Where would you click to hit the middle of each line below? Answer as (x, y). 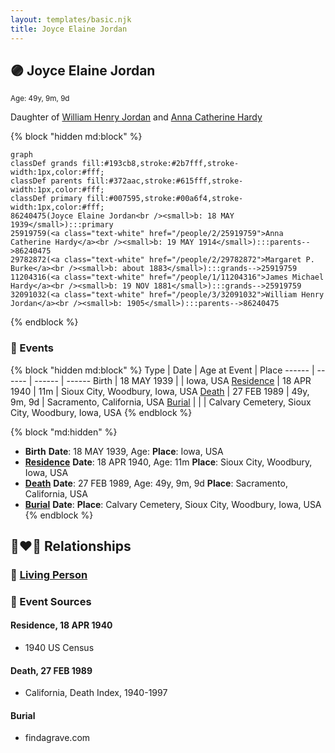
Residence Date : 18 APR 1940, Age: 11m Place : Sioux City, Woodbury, (168, 462)
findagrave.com (57, 738)
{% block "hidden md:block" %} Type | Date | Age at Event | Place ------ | (162, 370)
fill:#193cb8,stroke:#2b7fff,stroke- (160, 164)
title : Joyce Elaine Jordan (69, 29)
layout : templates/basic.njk (71, 19)
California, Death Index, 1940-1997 (96, 693)
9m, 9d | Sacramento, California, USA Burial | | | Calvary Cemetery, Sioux (161, 402)
